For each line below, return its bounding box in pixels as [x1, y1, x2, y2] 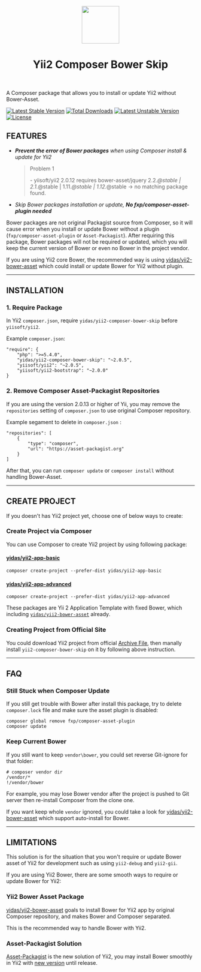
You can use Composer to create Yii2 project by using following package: [6, 541, 187, 548]
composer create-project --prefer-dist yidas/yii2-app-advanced [6, 594, 170, 600]
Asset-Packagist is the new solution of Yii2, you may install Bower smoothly [6, 953, 193, 960]
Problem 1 [29, 165, 54, 172]
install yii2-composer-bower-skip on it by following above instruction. [6, 646, 176, 653]
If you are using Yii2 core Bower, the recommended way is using [6, 256, 165, 263]
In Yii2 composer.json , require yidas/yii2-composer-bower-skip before [6, 317, 178, 324]
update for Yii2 [14, 153, 52, 160]
